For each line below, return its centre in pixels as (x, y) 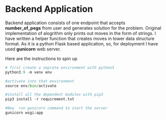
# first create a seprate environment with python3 (60, 68)
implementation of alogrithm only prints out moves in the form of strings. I (81, 33)
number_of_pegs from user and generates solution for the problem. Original (83, 28)
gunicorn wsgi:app (24, 113)
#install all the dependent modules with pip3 (54, 95)
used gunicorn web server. (33, 49)
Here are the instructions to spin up (41, 58)
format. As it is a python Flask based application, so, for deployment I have (82, 43)
